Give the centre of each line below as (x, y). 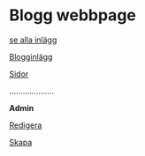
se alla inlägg (33, 40)
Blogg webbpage (73, 15)
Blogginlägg (31, 56)
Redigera (26, 125)
